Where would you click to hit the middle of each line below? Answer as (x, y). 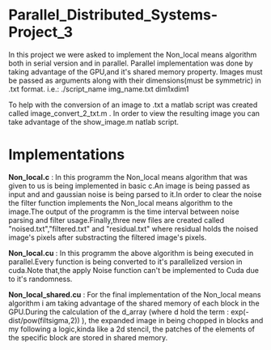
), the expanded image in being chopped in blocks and (173, 320)
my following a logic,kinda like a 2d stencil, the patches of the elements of (131, 329)
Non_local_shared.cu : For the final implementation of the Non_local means (135, 294)
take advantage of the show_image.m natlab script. (94, 122)
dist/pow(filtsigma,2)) (44, 320)
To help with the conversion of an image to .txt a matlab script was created (133, 105)
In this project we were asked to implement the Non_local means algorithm (133, 54)
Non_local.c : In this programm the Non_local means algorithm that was (128, 177)
